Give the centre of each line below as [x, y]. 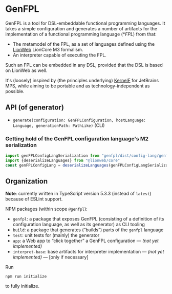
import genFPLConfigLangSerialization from [52, 156]
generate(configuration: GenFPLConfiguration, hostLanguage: [79, 120]
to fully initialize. [23, 286]
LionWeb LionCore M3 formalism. [48, 49]
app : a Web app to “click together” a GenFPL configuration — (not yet [85, 241]
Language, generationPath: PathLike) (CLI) [59, 125]
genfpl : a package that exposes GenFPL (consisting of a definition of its [88, 219]
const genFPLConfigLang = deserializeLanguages [57, 165]
